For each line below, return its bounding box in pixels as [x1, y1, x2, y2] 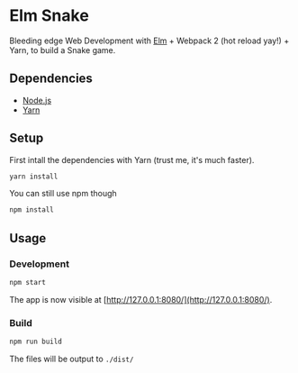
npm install [9, 205, 54, 214]
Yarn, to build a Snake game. [9, 44, 116, 55]
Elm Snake [9, 5, 90, 26]
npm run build [9, 337, 63, 347]
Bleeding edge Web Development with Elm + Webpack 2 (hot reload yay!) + [9, 35, 290, 46]
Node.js [22, 95, 52, 105]
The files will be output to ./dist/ [9, 353, 134, 365]
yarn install [9, 172, 59, 181]
